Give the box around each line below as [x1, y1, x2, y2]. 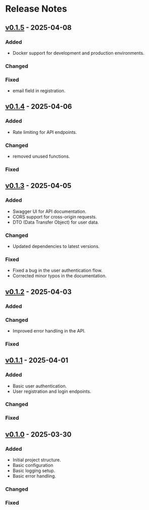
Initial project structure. [12, 457, 62, 463]
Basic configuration [12, 462, 54, 468]
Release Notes [5, 3, 67, 15]
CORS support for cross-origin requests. [12, 213, 97, 220]
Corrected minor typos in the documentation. [12, 273, 107, 279]
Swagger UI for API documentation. [12, 208, 87, 214]
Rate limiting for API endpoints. [12, 129, 77, 135]
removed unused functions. [12, 153, 70, 160]
